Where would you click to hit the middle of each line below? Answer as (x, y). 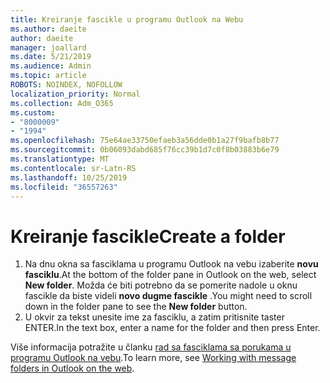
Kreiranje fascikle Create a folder (148, 236)
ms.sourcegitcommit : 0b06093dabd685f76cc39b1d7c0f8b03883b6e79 (145, 150)
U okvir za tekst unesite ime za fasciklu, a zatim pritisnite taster (154, 317)
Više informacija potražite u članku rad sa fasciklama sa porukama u (151, 347)
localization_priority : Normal (75, 94)
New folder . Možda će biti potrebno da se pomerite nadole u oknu (161, 285)
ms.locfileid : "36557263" (64, 187)
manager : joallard (48, 47)
